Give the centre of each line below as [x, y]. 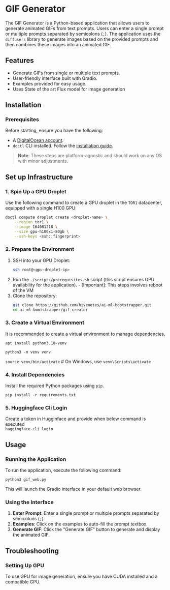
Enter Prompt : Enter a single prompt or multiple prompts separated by [86, 513]
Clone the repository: [35, 296]
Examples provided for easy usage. [49, 83]
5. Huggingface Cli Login [36, 407]
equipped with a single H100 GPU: [41, 208]
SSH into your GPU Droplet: [41, 260]
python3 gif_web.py [26, 480]
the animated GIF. [31, 535]
